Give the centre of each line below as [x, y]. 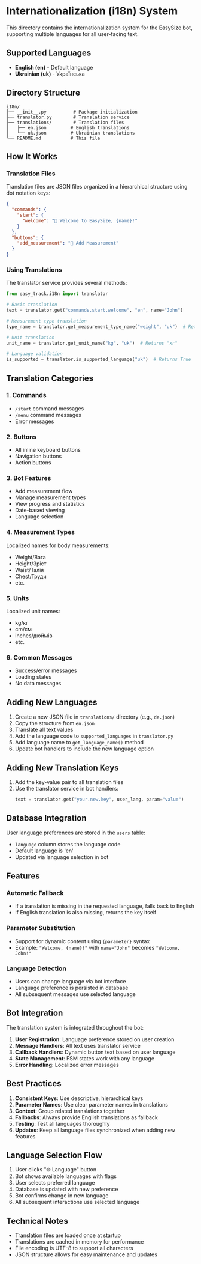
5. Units [18, 598]
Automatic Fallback [35, 893]
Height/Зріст [31, 564]
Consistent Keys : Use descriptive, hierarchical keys [79, 1098]
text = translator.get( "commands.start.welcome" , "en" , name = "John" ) [95, 311]
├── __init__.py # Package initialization [72, 112]
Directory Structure [43, 93]
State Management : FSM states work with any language [84, 1058]
